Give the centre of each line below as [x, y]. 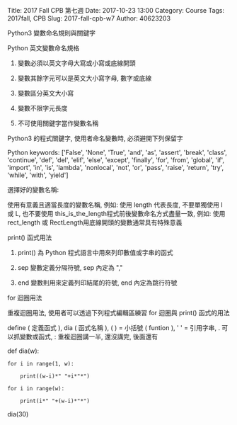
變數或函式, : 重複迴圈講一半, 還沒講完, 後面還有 [88, 336]
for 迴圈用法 [25, 297]
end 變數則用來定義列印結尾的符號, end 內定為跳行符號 [97, 283]
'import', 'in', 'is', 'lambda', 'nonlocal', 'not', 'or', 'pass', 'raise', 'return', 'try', [116, 168]
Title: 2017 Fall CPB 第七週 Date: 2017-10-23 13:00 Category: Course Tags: [116, 10]
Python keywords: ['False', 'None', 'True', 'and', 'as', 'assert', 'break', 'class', [117, 152]
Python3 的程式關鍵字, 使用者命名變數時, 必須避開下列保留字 [96, 138]
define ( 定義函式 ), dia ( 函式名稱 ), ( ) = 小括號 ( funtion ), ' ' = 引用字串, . [114, 328]
